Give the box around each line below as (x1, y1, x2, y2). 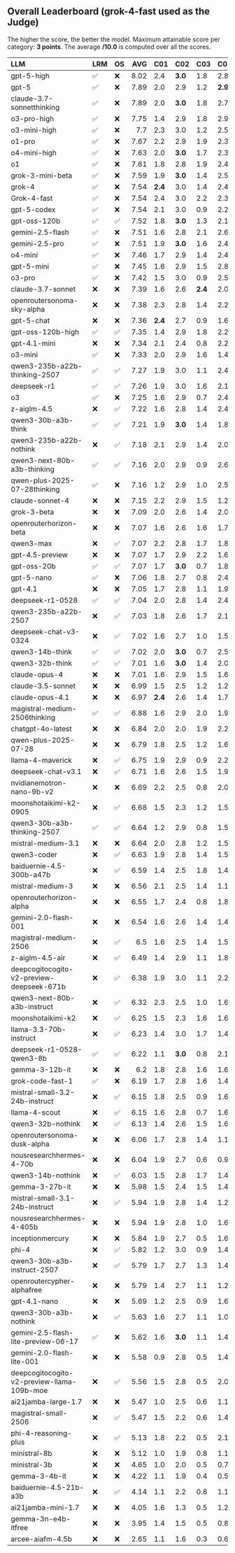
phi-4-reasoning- (10, 1428, 72, 1438)
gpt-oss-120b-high (10, 327, 79, 336)
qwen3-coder (10, 850, 58, 859)
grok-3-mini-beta (10, 171, 73, 180)
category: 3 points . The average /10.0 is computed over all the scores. (7, 42, 211, 51)
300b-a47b (10, 870, 51, 880)
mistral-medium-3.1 (10, 838, 80, 848)
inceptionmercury (10, 1233, 69, 1243)
